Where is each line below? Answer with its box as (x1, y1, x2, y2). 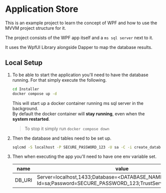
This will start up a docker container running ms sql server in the (12, 100, 144, 106)
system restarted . (12, 116, 50, 122)
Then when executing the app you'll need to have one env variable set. (12, 153, 157, 159)
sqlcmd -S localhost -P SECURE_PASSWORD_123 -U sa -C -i (12, 145, 132, 149)
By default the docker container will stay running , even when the (12, 110, 145, 117)
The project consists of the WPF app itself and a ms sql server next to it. (5, 35, 154, 41)
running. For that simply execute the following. (12, 77, 107, 83)
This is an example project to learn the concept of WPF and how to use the (5, 20, 157, 26)
